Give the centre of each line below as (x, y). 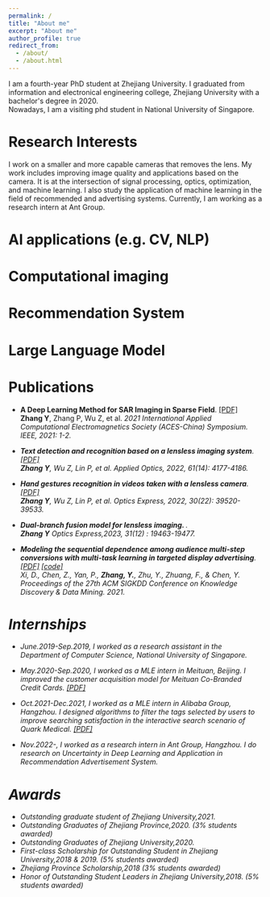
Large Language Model (87, 350)
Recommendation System (97, 313)
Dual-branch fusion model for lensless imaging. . (104, 525)
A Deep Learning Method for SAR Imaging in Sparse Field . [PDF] (129, 409)
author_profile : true (45, 38)
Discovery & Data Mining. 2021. (73, 592)
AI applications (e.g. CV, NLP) (109, 239)
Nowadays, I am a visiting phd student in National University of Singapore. (132, 109)
